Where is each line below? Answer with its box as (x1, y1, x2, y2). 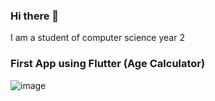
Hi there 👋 (10, 9, 60, 23)
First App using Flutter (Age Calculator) (10, 57, 206, 71)
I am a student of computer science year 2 (10, 32, 185, 44)
